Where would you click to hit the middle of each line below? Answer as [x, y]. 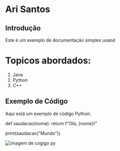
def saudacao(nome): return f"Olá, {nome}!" [51, 123]
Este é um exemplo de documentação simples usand [60, 40]
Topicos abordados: [48, 61]
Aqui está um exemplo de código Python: [48, 114]
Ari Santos [28, 9]
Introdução [23, 28]
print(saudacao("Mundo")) [33, 133]
